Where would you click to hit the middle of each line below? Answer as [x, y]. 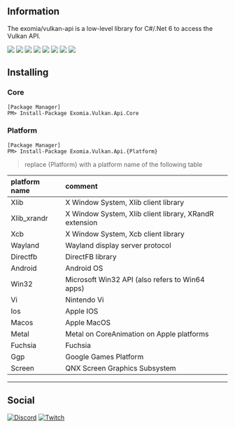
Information [34, 12]
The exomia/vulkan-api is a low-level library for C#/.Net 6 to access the [110, 28]
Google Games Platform [105, 356]
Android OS [84, 268]
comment [81, 186]
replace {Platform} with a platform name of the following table [113, 164]
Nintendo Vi [85, 300]
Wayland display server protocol [118, 245]
